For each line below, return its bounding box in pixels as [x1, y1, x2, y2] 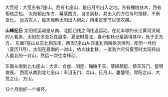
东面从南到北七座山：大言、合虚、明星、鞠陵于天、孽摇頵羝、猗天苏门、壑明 [5, 63, 163, 69]
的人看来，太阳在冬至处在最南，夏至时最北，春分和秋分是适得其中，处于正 [5, 34, 159, 39]
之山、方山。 [9, 75, 36, 81]
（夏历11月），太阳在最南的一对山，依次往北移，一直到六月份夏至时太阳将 [5, 46, 156, 52]
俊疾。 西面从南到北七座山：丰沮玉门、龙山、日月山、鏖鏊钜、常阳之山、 [5, 69, 156, 75]
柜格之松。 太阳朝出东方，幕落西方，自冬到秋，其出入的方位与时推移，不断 [5, 10, 160, 16]
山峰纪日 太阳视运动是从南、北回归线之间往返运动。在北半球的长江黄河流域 [5, 27, 160, 33]
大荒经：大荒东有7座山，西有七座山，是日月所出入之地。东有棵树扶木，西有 [5, 4, 161, 10]
